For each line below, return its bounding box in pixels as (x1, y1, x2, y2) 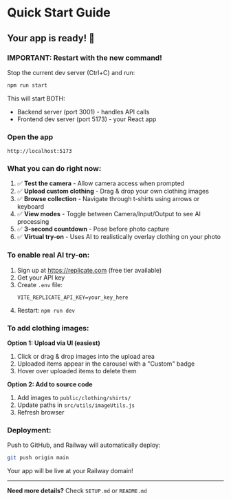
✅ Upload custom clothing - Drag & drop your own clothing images (16, 187, 210, 196)
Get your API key (16, 273, 65, 282)
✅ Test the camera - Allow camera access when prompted (16, 179, 184, 187)
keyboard (16, 202, 45, 211)
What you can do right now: (7, 163, 102, 173)
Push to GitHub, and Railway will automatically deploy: (7, 441, 161, 449)
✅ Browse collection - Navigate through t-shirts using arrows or (16, 195, 200, 203)
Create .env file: (16, 280, 63, 289)
